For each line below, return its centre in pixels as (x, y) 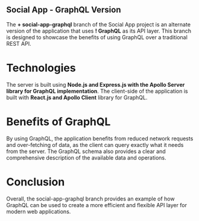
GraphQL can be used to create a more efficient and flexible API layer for (96, 205)
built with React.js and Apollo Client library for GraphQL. (77, 97)
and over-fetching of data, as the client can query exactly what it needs (95, 145)
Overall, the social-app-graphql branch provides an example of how (90, 199)
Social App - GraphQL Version (64, 10)
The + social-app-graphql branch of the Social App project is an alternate (99, 24)
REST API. (19, 43)
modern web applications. (39, 211)
